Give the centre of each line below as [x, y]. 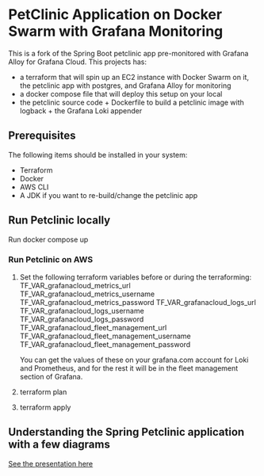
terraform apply [45, 407]
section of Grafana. [51, 376]
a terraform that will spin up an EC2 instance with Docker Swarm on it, [134, 77]
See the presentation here [51, 463]
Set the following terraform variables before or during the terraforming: [136, 277]
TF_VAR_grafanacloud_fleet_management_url [93, 327]
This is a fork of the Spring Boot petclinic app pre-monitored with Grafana [128, 53]
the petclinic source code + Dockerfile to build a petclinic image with [132, 102]
